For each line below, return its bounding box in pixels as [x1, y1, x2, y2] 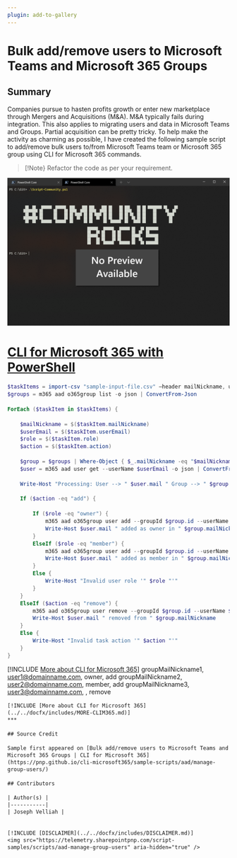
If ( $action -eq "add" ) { [20, 496, 97, 503]
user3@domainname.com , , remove [7, 687, 111, 696]
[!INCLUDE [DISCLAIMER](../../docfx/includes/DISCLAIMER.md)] [7, 829, 194, 837]
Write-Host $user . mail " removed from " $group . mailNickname [32, 614, 217, 622]
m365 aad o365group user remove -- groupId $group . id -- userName [32, 607, 226, 614]
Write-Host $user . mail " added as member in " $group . [44, 555, 210, 562]
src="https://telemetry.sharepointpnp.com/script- [23, 836, 175, 844]
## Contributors [7, 779, 55, 787]
